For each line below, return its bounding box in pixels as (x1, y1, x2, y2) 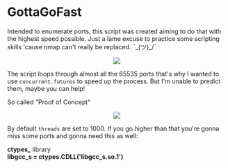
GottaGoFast (7, 4, 82, 20)
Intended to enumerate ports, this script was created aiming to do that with (7, 27, 222, 35)
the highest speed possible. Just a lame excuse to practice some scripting (7, 34, 220, 42)
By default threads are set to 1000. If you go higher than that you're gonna (7, 124, 220, 133)
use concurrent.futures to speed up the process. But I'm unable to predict (7, 77, 221, 85)
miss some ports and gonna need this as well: (7, 131, 138, 140)
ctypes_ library (7, 145, 51, 153)
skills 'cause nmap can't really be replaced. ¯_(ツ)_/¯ (7, 42, 157, 51)
